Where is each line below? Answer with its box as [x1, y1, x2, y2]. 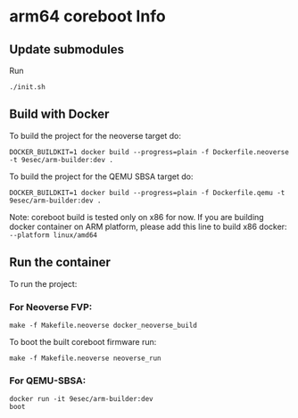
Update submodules [9, 42, 125, 57]
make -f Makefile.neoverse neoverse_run [9, 354, 162, 363]
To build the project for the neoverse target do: [9, 130, 181, 141]
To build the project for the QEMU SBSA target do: [9, 171, 194, 182]
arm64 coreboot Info [9, 6, 167, 27]
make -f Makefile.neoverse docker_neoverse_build [9, 321, 198, 330]
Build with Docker [9, 107, 110, 122]
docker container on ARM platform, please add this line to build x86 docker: [9, 221, 287, 232]
